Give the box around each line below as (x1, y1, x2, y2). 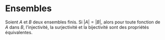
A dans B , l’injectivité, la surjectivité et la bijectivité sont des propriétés (5, 24, 149, 30)
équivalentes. (5, 29, 33, 35)
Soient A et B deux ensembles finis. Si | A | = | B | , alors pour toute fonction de (5, 19, 161, 25)
